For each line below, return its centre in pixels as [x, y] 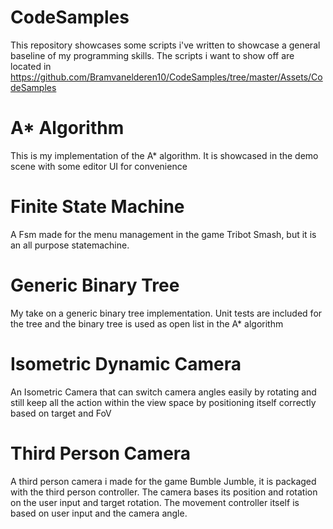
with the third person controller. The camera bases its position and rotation [164, 492]
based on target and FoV [61, 413]
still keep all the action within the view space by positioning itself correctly [163, 402]
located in [31, 66]
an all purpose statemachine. [70, 245]
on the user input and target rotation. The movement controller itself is [155, 502]
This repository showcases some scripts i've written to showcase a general [165, 45]
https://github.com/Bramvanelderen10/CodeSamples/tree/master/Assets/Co [166, 77]
